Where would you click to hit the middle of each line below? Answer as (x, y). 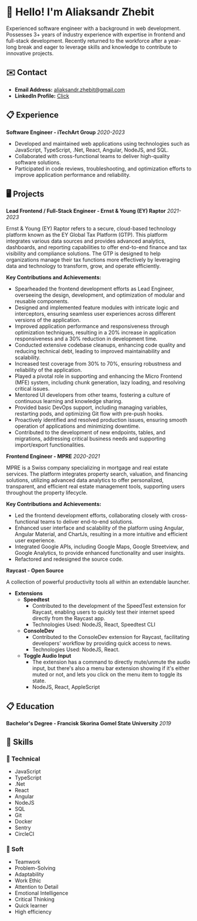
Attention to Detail (36, 887)
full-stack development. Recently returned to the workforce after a (86, 41)
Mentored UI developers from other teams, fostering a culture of (92, 395)
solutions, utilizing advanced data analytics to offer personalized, (85, 480)
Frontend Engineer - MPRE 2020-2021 (53, 456)
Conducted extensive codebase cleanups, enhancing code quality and (100, 345)
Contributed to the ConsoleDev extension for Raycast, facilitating (111, 637)
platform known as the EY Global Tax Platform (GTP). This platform (87, 235)
